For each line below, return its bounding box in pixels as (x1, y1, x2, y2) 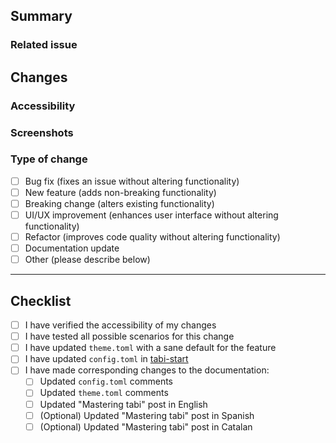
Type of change (10, 152, 88, 166)
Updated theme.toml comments (39, 387, 169, 399)
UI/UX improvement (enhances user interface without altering (24, 209, 279, 221)
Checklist (10, 292, 72, 309)
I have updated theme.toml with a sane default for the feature (24, 342, 277, 354)
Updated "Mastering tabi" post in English (39, 398, 208, 410)
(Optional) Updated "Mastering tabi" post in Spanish (39, 409, 255, 421)
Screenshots (10, 125, 74, 139)
